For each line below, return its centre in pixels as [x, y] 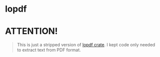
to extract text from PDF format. [49, 50]
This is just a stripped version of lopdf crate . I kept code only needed [86, 45]
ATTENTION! [32, 31]
